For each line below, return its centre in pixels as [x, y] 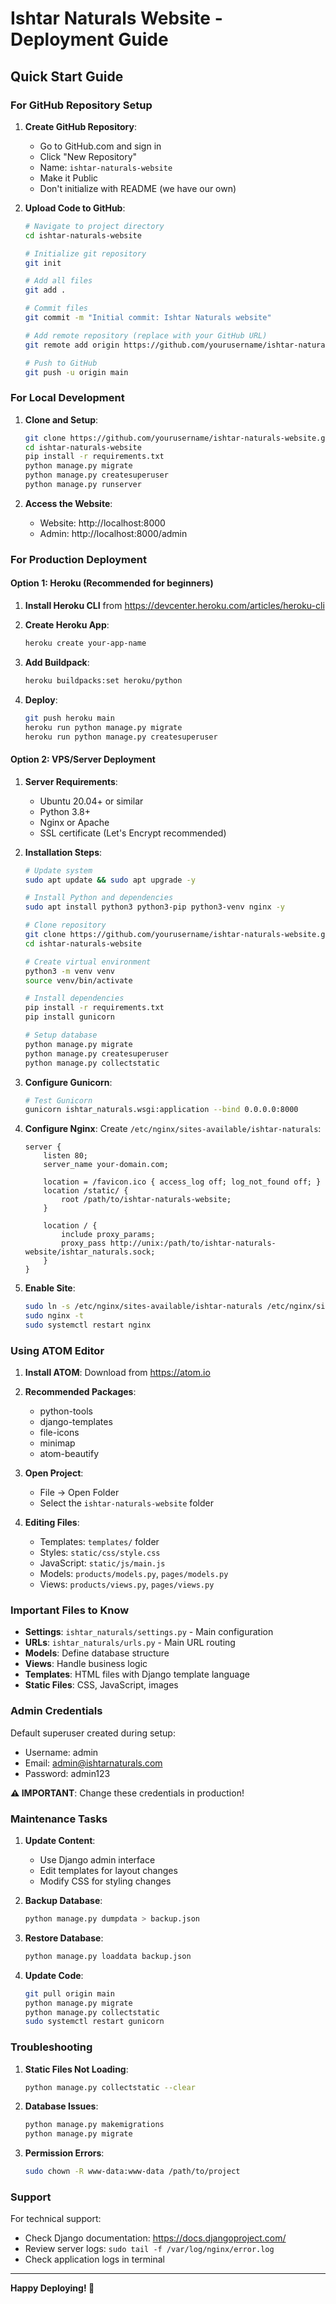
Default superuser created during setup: [93, 1733]
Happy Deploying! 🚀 [52, 2288]
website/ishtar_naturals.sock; [90, 1252]
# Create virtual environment [88, 962]
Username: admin [61, 1752]
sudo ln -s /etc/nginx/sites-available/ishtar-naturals [143, 1307]
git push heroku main [69, 718]
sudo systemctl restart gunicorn [94, 2022]
